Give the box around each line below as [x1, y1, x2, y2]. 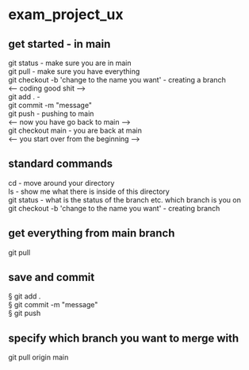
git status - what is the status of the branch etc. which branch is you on [8, 195, 242, 204]
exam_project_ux [8, 6, 124, 24]
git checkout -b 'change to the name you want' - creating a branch [8, 75, 226, 84]
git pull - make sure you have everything [8, 67, 140, 76]
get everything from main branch [8, 226, 175, 240]
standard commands [8, 157, 113, 171]
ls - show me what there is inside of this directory [8, 187, 170, 196]
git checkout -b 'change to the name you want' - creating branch [8, 203, 220, 213]
